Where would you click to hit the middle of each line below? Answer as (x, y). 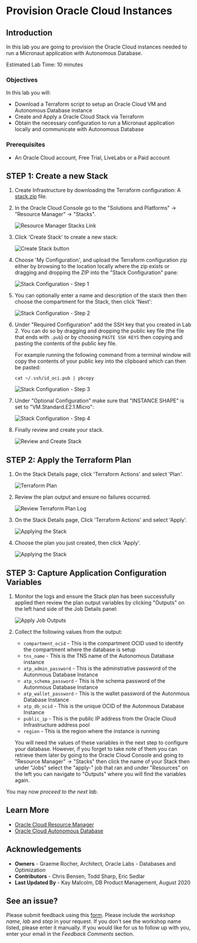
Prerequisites (26, 145)
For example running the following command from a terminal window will (103, 355)
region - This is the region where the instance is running (91, 731)
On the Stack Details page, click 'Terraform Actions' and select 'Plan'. (99, 474)
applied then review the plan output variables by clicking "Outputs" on (100, 603)
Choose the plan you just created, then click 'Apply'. (78, 543)
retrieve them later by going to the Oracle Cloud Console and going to (99, 755)
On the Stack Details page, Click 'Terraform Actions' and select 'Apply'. (101, 520)
